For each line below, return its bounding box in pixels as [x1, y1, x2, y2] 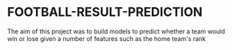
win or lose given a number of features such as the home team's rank [7, 34, 206, 42]
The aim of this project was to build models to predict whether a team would [7, 27, 226, 35]
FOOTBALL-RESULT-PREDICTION [7, 4, 203, 20]
